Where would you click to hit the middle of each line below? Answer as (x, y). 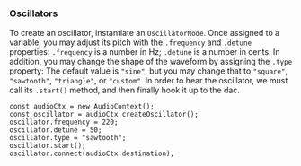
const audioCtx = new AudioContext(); (82, 107)
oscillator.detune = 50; (56, 130)
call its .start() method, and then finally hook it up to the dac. (125, 90)
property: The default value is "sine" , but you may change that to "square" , (149, 71)
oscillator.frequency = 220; (64, 122)
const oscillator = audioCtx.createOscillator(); (104, 115)
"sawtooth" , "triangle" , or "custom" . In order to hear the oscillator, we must (149, 81)
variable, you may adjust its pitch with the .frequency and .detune (131, 42)
